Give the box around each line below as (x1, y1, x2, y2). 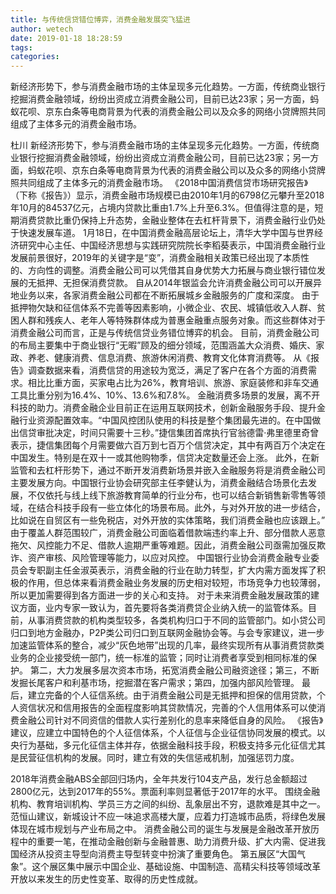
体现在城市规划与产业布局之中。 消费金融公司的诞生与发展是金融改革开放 (10, 823, 311, 835)
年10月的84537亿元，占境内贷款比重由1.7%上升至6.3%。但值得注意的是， (10, 202, 315, 214)
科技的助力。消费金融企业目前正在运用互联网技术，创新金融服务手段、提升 (10, 402, 317, 414)
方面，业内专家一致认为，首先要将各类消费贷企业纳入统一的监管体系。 (18, 602, 308, 614)
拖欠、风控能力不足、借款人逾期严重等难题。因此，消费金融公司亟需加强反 (10, 539, 317, 551)
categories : (10, 52, 60, 62)
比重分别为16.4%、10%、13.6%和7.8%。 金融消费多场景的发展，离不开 (27, 389, 321, 401)
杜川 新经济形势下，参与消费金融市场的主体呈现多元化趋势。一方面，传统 (10, 139, 311, 151)
